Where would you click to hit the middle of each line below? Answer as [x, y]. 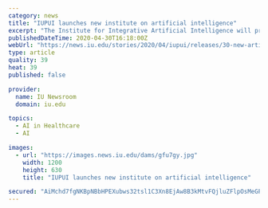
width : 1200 [42, 163]
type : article [32, 53]
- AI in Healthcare [48, 126]
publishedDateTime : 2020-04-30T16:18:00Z [78, 38]
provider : [25, 89]
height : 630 [42, 170]
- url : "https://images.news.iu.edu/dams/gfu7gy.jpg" [106, 155]
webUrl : [21, 45]
